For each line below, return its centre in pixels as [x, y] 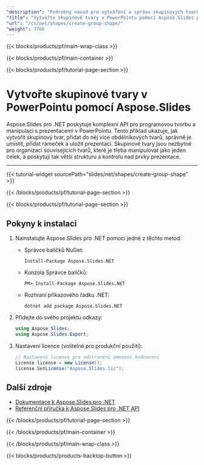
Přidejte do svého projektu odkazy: [59, 317]
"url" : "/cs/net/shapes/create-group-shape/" [65, 23]
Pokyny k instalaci [42, 223]
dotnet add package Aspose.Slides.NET [73, 306]
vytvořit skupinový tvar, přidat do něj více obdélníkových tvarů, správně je [99, 137]
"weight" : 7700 [25, 29]
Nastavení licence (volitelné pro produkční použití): [79, 346]
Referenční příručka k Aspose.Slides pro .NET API [77, 408]
